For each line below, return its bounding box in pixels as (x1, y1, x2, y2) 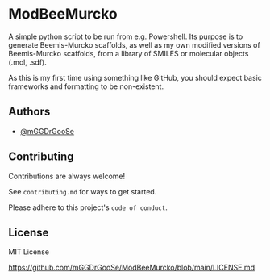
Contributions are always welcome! (8, 171, 126, 181)
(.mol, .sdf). (8, 57, 47, 67)
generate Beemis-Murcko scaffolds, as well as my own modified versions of (8, 40, 260, 49)
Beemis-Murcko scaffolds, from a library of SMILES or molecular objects (8, 48, 249, 58)
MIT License (8, 247, 50, 257)
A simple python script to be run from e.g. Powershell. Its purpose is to (8, 31, 243, 41)
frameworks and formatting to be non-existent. (8, 81, 164, 91)
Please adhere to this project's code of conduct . (8, 203, 168, 212)
